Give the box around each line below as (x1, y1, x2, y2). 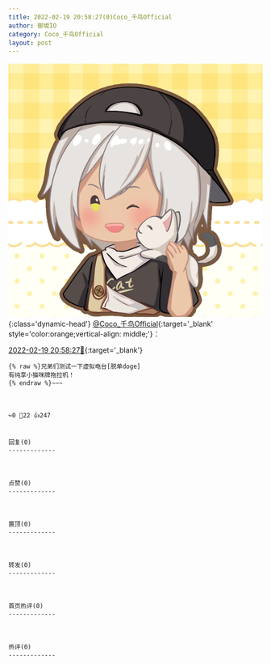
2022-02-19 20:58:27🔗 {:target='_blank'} (8, 345, 144, 355)
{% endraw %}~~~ (8, 379, 63, 387)
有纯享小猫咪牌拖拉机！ (8, 371, 75, 379)
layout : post (8, 39, 52, 47)
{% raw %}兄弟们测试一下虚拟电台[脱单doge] (8, 362, 141, 371)
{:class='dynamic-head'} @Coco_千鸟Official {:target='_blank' (8, 319, 214, 329)
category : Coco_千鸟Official (8, 30, 104, 38)
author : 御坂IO (8, 21, 57, 30)
